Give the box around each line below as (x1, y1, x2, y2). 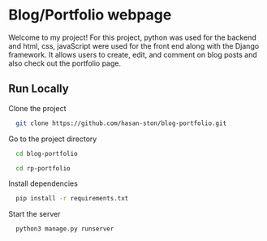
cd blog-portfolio (15, 149, 79, 157)
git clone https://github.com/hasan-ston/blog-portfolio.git (15, 119, 227, 127)
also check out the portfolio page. (8, 58, 122, 68)
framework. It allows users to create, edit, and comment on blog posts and (8, 49, 257, 59)
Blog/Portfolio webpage (8, 6, 172, 24)
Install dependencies (8, 179, 79, 188)
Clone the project (8, 103, 67, 113)
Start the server (8, 209, 61, 219)
